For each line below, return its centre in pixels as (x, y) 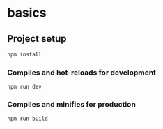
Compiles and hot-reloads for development (82, 73)
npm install (24, 54)
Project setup (37, 39)
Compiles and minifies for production (71, 105)
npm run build (28, 119)
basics (27, 13)
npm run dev (24, 87)
